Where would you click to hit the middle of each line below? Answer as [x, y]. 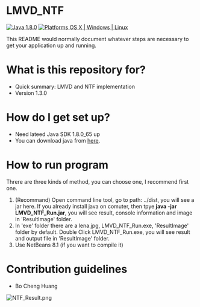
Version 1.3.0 [31, 93]
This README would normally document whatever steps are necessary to [98, 39]
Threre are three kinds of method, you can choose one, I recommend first [98, 181]
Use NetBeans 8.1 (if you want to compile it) [69, 245]
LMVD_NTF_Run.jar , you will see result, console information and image [104, 213]
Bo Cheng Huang [36, 286]
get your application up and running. [51, 45]
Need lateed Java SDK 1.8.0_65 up [58, 134]
